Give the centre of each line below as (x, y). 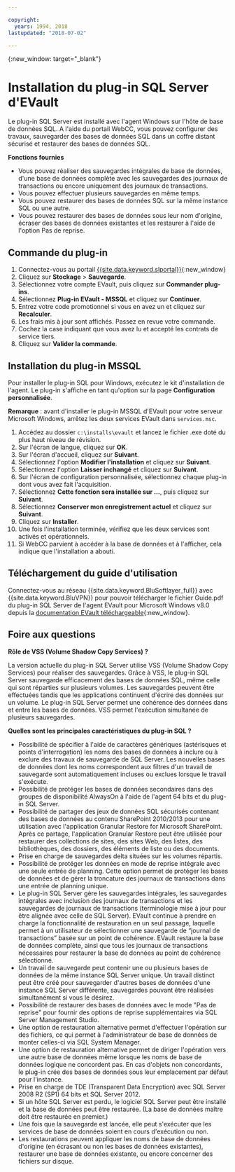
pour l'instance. (41, 1079)
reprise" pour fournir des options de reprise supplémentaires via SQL (117, 1012)
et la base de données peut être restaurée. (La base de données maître (120, 1109)
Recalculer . (35, 314)
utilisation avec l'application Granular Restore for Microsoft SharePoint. (120, 826)
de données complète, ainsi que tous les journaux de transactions (113, 945)
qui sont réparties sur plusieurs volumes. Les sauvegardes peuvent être (111, 687)
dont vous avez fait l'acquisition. (64, 484)
